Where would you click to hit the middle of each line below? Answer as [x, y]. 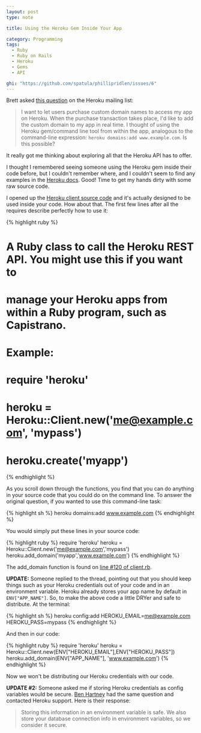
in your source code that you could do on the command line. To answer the [99, 495]
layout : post [22, 12]
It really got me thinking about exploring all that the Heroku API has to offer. [99, 155]
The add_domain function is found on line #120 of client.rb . [79, 567]
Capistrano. [36, 325]
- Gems [20, 67]
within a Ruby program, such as [86, 312]
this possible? [38, 144]
